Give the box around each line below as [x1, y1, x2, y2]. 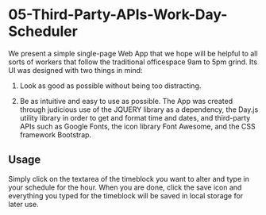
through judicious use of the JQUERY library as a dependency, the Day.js [19, 105, 259, 114]
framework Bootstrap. [19, 129, 92, 140]
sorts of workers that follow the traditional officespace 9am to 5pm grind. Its [8, 57, 258, 67]
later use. [8, 199, 39, 209]
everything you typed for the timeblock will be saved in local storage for [8, 190, 244, 200]
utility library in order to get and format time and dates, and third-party [19, 113, 251, 122]
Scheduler [8, 22, 78, 40]
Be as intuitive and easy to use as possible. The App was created [19, 96, 233, 106]
